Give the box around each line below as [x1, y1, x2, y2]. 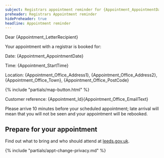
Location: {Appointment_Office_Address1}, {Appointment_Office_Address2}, [5, 72, 158, 78]
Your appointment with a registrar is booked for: [5, 44, 102, 49]
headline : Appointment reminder [5, 21, 71, 26]
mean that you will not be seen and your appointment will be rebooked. [5, 111, 148, 117]
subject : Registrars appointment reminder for [5, 7, 102, 12]
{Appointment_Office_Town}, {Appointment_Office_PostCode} [5, 77, 129, 83]
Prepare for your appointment [5, 125, 98, 134]
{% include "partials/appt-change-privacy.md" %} [5, 148, 106, 154]
